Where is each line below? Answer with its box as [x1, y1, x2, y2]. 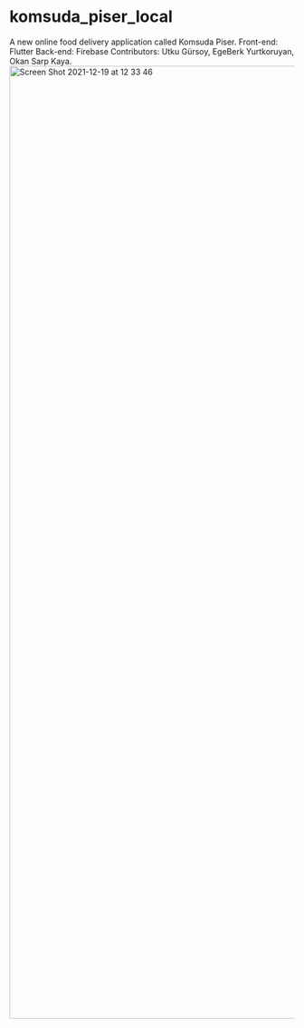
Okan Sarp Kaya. [9, 55, 72, 66]
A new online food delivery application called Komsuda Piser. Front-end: [9, 36, 279, 47]
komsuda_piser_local [9, 6, 174, 27]
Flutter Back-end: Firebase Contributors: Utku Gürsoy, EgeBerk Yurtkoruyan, [9, 45, 295, 56]
